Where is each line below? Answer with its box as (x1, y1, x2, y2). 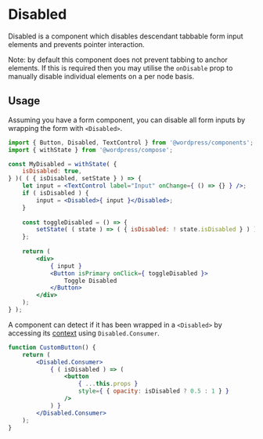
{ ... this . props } (77, 380, 139, 388)
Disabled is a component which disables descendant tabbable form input (8, 31, 244, 41)
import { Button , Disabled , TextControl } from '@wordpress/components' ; (8, 139, 254, 147)
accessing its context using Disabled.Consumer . (8, 328, 160, 338)
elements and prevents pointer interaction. (8, 39, 145, 49)
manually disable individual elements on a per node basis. (8, 71, 195, 81)
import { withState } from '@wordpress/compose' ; (8, 146, 174, 154)
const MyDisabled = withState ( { (8, 160, 117, 168)
